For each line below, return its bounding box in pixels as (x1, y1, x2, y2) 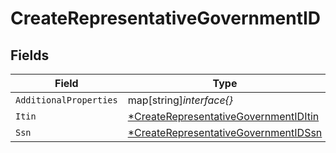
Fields (10, 47, 50, 64)
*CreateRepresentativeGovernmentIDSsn (127, 126, 323, 139)
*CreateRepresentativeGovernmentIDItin (127, 110, 320, 123)
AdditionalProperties (15, 95, 118, 106)
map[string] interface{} (127, 93, 234, 107)
